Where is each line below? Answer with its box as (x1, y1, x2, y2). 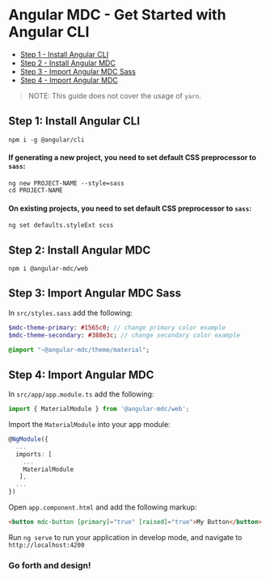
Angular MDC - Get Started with (8, 6, 226, 24)
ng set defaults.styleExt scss (8, 221, 114, 229)
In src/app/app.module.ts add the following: (8, 389, 154, 399)
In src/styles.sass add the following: (8, 308, 133, 317)
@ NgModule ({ (8, 435, 49, 443)
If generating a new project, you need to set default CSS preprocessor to (8, 153, 257, 162)
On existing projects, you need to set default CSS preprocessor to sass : (8, 203, 252, 213)
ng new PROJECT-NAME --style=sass (8, 179, 125, 187)
